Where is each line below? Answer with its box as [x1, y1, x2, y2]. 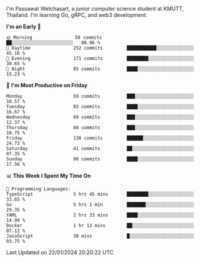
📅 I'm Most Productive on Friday [6, 82, 88, 89]
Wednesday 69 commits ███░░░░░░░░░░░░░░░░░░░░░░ [6, 114, 195, 120]
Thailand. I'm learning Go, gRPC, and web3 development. [6, 11, 148, 19]
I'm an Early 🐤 [6, 23, 41, 30]
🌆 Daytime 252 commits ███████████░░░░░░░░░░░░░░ [6, 45, 195, 51]
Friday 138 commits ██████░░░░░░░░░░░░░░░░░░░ [6, 135, 195, 141]
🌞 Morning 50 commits [6, 35, 102, 41]
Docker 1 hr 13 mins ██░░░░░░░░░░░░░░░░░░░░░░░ [6, 223, 195, 229]
